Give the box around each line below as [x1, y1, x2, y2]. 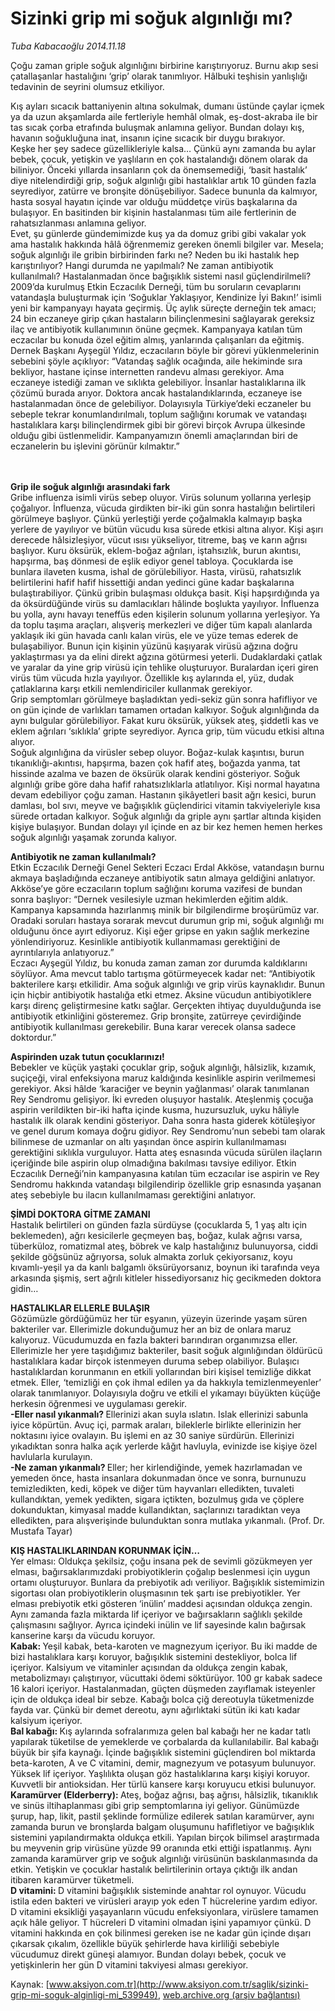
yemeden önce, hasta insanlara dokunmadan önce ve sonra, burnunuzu [10, 1472, 307, 1484]
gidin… [10, 1282, 39, 1294]
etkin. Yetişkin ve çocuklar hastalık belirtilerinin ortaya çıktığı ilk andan [10, 1863, 298, 1875]
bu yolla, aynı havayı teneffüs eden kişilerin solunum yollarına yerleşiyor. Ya [10, 608, 321, 620]
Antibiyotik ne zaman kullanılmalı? [10, 850, 157, 862]
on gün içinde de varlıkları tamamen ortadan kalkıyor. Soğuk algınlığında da [10, 703, 320, 716]
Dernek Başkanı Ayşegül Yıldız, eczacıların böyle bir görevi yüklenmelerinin [10, 344, 320, 356]
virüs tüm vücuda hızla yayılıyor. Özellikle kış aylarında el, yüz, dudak [10, 672, 295, 684]
